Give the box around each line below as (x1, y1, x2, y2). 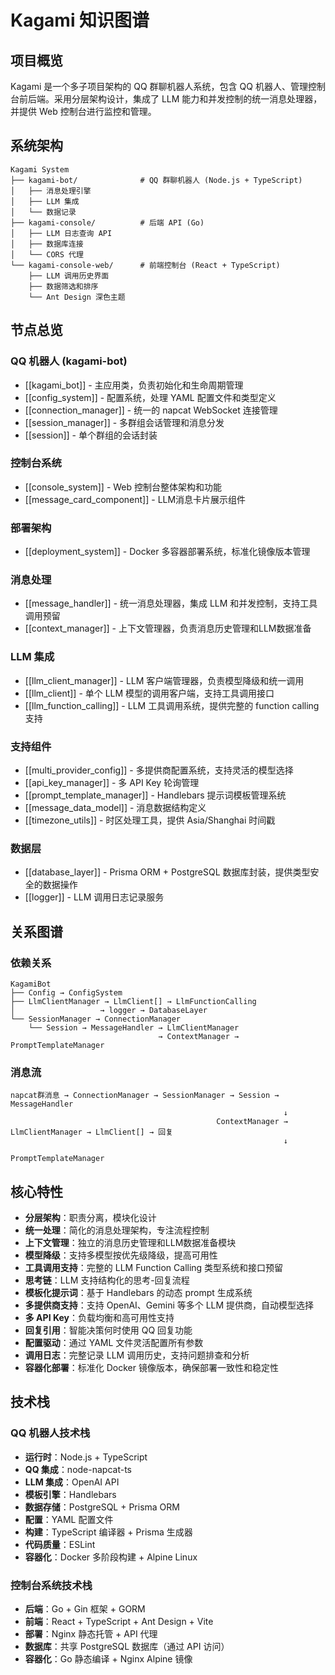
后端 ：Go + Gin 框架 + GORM (24, 1603, 146, 1615)
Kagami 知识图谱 (10, 9, 150, 32)
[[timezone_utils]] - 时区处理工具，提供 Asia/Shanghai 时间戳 (24, 814, 276, 826)
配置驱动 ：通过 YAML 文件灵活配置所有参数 (24, 1337, 204, 1349)
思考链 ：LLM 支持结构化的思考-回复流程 (24, 1274, 190, 1286)
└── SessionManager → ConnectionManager (10, 1014, 182, 1024)
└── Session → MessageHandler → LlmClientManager (28, 1022, 240, 1033)
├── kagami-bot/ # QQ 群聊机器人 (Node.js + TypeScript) (10, 175, 303, 185)
